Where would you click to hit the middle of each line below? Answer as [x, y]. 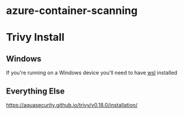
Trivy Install [35, 38]
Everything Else [35, 91]
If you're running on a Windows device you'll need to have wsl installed [91, 73]
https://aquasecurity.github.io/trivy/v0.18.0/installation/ [72, 105]
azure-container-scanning [72, 11]
